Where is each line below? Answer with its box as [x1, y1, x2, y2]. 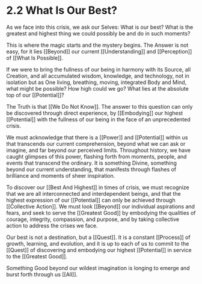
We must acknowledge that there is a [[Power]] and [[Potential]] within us [6, 133, 188, 141]
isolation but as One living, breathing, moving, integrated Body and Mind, [6, 79, 187, 86]
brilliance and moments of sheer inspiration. [6, 172, 115, 179]
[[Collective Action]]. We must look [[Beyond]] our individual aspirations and [6, 202, 195, 210]
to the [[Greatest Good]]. [6, 253, 68, 260]
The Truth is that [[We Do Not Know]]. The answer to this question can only [6, 103, 193, 110]
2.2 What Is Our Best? [6, 4, 117, 17]
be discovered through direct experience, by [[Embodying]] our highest [6, 109, 183, 116]
